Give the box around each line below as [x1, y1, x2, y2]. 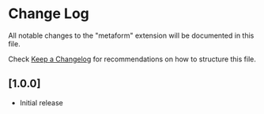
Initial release [19, 97, 63, 107]
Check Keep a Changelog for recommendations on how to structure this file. [8, 54, 257, 64]
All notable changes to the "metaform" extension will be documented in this [8, 31, 255, 40]
